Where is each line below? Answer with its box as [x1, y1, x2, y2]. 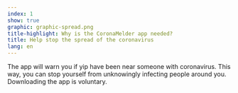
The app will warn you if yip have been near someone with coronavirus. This [7, 63, 231, 70]
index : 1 [7, 10, 33, 18]
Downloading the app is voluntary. [7, 77, 108, 85]
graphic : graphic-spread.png [7, 23, 94, 30]
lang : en [7, 43, 33, 50]
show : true [7, 17, 40, 24]
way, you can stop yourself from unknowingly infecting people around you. [7, 70, 227, 78]
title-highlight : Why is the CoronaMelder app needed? [7, 30, 173, 37]
